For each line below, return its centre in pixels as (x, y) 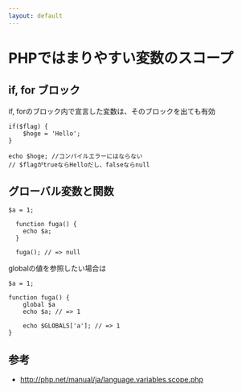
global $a (39, 305)
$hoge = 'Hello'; (52, 134)
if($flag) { (28, 126)
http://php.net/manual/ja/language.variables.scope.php (111, 380)
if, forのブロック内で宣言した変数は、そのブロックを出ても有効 (112, 111)
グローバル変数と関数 (61, 191)
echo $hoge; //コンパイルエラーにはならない (76, 156)
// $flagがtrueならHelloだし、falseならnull (79, 165)
